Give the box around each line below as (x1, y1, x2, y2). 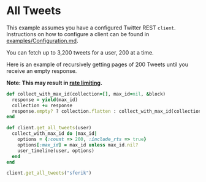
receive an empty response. (6, 67, 77, 74)
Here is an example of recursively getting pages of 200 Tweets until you (6, 61, 189, 68)
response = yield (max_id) (12, 96, 78, 103)
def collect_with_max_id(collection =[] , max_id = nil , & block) (6, 91, 166, 97)
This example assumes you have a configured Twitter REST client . (6, 24, 176, 31)
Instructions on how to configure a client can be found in (6, 30, 150, 37)
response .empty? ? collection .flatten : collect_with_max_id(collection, (12, 108, 204, 114)
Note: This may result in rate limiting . (6, 79, 103, 86)
